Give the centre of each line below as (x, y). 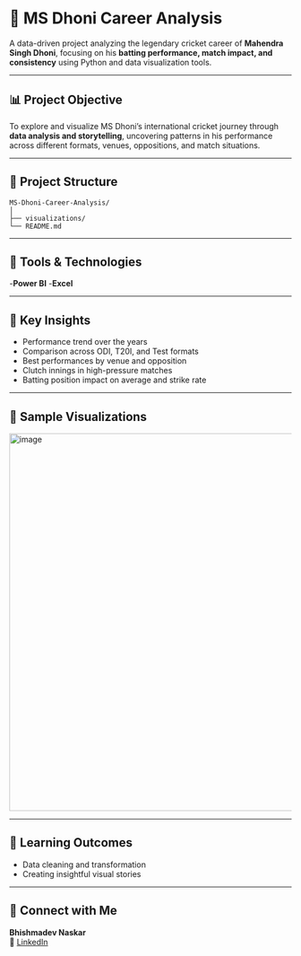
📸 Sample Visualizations (78, 417)
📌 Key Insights (50, 320)
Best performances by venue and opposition (104, 361)
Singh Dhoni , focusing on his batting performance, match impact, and (141, 52)
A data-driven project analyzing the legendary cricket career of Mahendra (146, 43)
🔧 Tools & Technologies (76, 262)
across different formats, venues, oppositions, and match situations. (135, 145)
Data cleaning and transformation (84, 864)
